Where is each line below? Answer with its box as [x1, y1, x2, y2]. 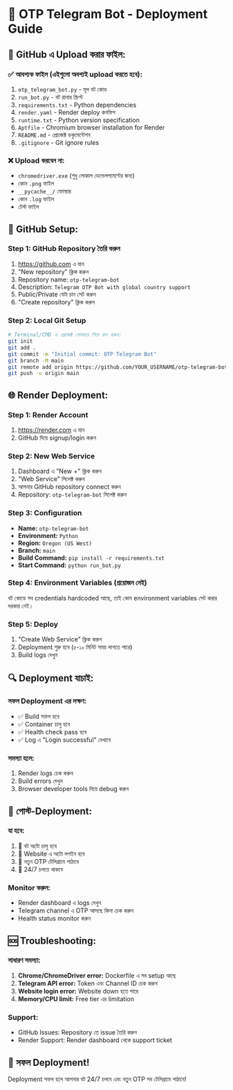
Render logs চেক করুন [17, 769, 73, 777]
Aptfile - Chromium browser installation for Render [17, 123, 165, 131]
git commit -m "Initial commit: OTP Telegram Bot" [8, 350, 157, 358]
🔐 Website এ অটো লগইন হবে [17, 849, 85, 858]
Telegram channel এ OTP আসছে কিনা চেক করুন [17, 906, 134, 915]
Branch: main [17, 546, 56, 554]
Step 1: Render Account [8, 410, 88, 419]
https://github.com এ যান [17, 259, 85, 268]
